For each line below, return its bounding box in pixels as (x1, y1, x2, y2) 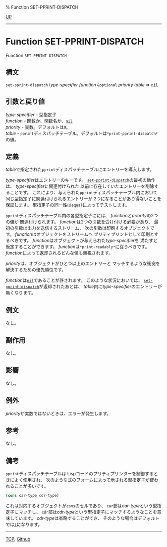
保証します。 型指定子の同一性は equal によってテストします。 (5, 202, 130, 208)
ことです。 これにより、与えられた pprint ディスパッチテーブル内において (9, 189, 158, 196)
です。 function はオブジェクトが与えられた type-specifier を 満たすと (18, 238, 158, 244)
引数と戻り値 (5, 97, 45, 106)
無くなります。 (5, 290, 36, 296)
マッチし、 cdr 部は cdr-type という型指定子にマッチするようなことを (18, 509, 158, 515)
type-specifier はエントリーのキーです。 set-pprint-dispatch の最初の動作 (5, 177, 156, 183)
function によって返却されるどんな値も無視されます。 (5, 250, 113, 256)
